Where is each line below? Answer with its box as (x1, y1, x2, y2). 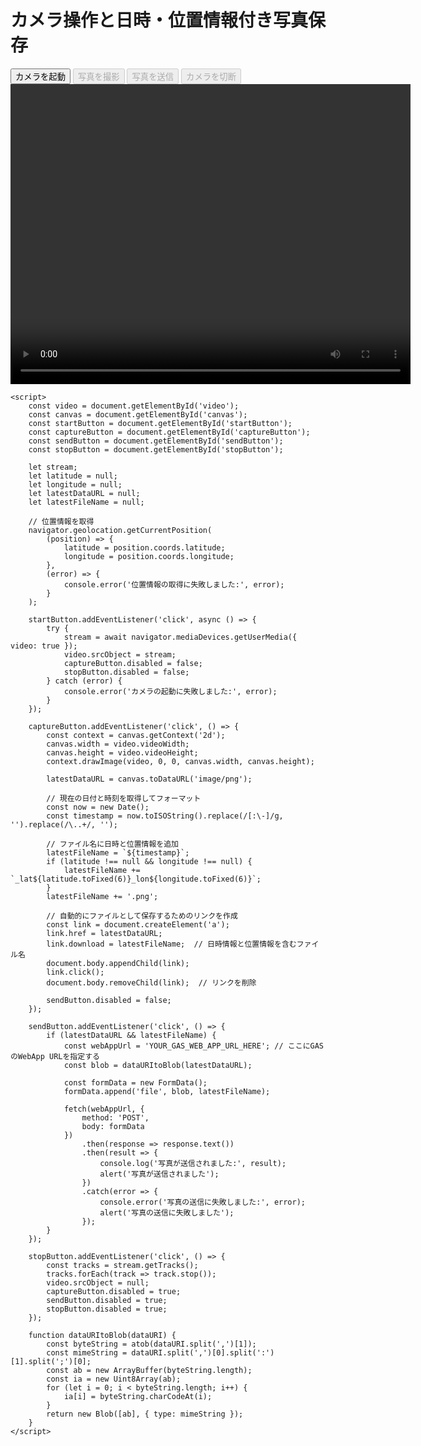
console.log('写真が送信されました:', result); (99, 1158, 287, 1168)
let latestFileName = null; (28, 497, 145, 507)
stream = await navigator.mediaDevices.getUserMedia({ (63, 632, 298, 642)
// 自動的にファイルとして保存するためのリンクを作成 (46, 911, 238, 921)
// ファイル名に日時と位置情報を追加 (46, 839, 180, 849)
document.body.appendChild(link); (46, 958, 190, 968)
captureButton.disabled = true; (46, 1286, 182, 1296)
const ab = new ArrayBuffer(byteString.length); (46, 1365, 253, 1375)
